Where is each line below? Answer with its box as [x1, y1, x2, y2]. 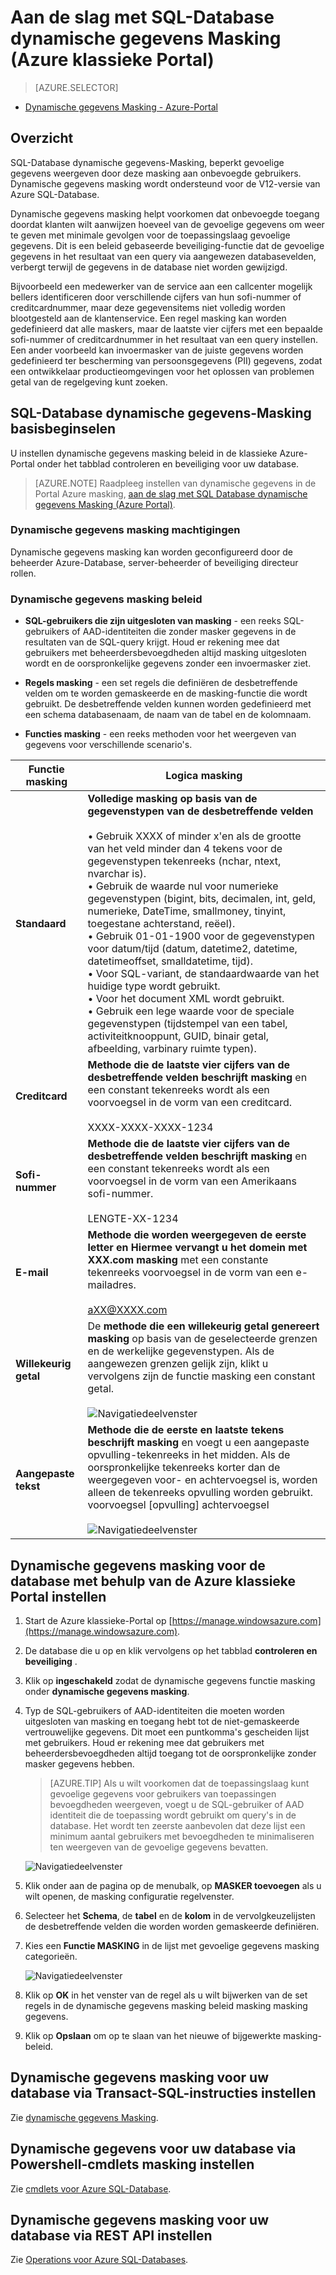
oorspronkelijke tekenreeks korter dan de [87, 1461, 281, 1475]
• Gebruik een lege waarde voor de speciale [87, 1004, 295, 1018]
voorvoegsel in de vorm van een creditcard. [87, 1096, 293, 1110]
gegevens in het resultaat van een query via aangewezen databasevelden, [10, 250, 317, 262]
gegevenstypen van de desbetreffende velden [87, 804, 314, 818]
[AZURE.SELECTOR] [34, 81, 119, 93]
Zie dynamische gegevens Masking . [10, 2111, 159, 2123]
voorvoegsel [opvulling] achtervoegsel [87, 1498, 270, 1512]
